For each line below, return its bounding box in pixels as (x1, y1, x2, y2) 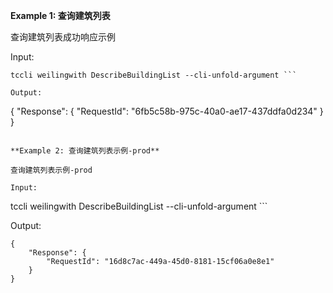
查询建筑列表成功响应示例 (10, 31, 116, 43)
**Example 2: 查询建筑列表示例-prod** (10, 146, 160, 156)
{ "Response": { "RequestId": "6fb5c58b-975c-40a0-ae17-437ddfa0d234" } (10, 105, 324, 117)
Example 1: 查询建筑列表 (10, 10, 111, 21)
